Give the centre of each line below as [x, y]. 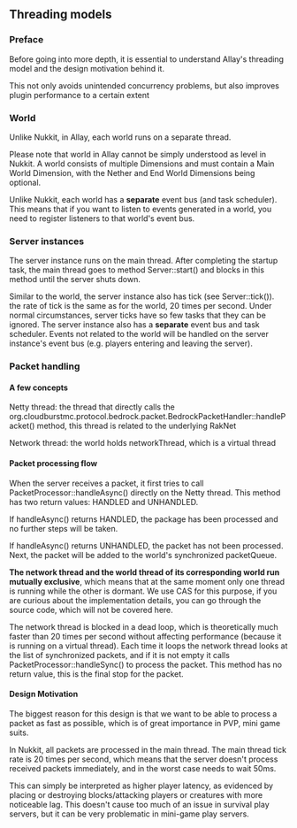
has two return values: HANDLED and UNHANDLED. [104, 502]
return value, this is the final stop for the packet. [96, 674]
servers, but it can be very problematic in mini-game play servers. [129, 814]
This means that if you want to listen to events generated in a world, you [141, 209]
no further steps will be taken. [64, 528]
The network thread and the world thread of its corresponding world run [145, 572]
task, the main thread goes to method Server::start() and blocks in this [137, 270]
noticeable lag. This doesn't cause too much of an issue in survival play [139, 804]
